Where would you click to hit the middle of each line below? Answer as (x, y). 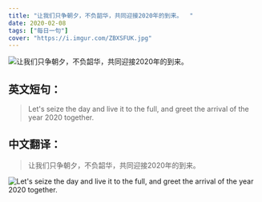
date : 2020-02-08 (37, 23)
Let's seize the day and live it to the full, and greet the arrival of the (139, 109)
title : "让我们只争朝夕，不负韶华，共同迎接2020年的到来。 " (101, 16)
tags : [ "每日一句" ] (38, 30)
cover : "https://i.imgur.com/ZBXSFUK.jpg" (80, 38)
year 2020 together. (61, 117)
